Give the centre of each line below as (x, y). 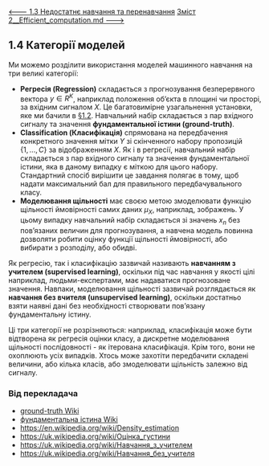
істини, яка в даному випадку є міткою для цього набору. (119, 167)
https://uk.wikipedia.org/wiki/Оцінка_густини (95, 436)
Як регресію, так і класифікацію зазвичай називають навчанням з (122, 264)
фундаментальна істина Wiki (69, 419)
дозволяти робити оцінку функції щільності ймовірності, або (123, 239)
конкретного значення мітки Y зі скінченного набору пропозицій (131, 141)
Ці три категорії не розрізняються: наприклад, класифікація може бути (130, 330)
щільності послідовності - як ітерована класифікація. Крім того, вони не (132, 347)
